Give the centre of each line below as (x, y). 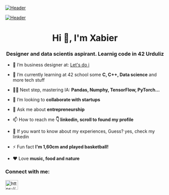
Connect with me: (28, 172)
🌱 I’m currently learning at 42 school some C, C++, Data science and (85, 75)
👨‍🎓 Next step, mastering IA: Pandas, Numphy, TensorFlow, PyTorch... (86, 90)
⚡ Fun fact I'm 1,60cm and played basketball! (60, 147)
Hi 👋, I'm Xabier (85, 38)
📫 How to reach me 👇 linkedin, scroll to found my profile (73, 120)
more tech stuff (29, 80)
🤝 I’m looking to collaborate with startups (56, 100)
